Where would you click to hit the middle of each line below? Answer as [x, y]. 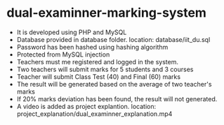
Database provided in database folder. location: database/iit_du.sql [113, 39]
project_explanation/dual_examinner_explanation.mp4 [94, 114]
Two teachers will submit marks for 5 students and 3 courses [105, 69]
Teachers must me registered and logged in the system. [98, 61]
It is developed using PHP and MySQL [72, 32]
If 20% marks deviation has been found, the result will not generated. [117, 98]
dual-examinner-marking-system [106, 13]
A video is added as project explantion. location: [86, 106]
